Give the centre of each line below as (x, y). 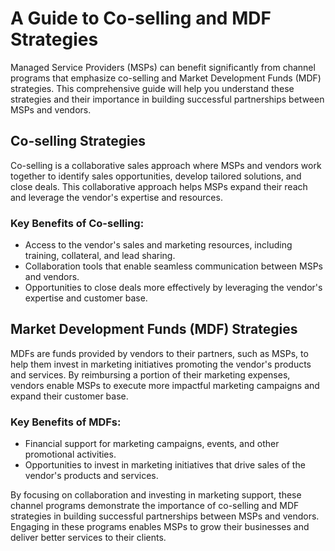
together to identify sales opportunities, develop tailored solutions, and (156, 176)
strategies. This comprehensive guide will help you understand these (152, 88)
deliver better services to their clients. (88, 538)
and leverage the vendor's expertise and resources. (116, 197)
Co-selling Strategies (78, 141)
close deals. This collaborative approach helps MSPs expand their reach (159, 186)
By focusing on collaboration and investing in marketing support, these (156, 495)
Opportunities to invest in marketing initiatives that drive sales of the (165, 465)
